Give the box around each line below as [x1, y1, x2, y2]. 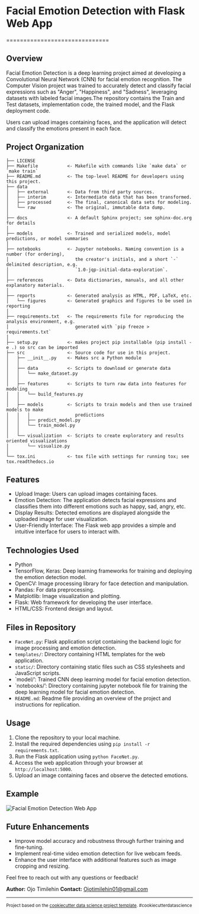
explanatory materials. [6, 282, 65, 288]
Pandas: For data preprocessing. [14, 586, 95, 593]
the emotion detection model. [14, 574, 87, 581]
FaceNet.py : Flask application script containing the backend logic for [14, 638, 182, 645]
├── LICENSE [6, 158, 36, 164]
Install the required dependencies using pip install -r [14, 740, 150, 747]
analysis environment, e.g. [6, 318, 76, 324]
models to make [6, 407, 44, 413]
